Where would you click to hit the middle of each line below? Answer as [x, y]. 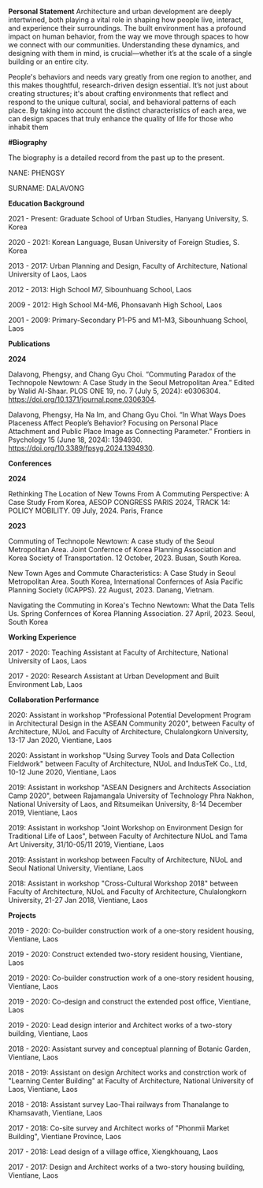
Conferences [30, 463]
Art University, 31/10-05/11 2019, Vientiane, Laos [86, 845]
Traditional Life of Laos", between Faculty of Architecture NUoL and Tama [128, 836]
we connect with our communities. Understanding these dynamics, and [124, 45]
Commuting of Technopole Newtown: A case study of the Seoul [111, 541]
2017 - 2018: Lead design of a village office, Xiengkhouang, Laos [113, 1152]
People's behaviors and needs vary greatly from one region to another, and [130, 77]
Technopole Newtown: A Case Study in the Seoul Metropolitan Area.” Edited [131, 382]
